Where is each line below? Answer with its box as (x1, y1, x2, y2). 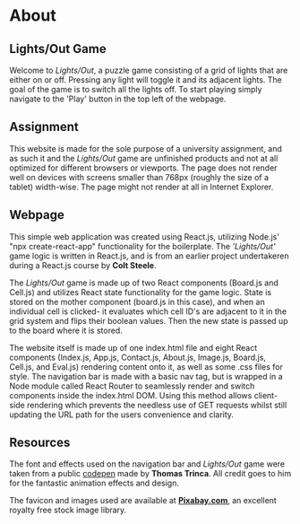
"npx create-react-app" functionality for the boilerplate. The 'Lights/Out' (9, 240, 276, 251)
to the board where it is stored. (9, 325, 123, 336)
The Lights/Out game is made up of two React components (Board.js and (9, 277, 279, 288)
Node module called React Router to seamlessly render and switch (9, 380, 255, 391)
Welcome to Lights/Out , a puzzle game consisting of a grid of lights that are (9, 65, 288, 75)
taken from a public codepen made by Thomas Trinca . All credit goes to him (9, 468, 292, 479)
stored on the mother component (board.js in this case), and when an (9, 296, 266, 307)
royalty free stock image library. (9, 504, 127, 516)
